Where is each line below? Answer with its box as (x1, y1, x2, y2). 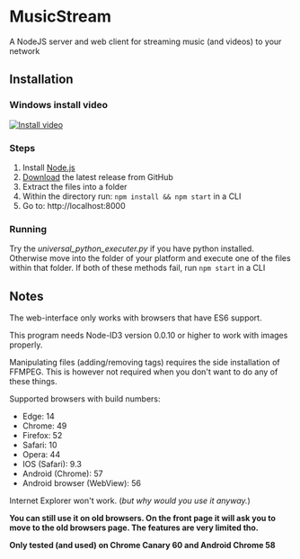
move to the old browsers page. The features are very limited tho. (9, 522, 259, 533)
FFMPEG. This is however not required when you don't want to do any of (9, 366, 278, 377)
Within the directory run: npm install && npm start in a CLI (22, 191, 242, 202)
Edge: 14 (22, 411, 56, 422)
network (9, 45, 40, 56)
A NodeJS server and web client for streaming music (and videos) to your (9, 36, 282, 47)
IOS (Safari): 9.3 (22, 459, 83, 470)
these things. (9, 376, 58, 387)
